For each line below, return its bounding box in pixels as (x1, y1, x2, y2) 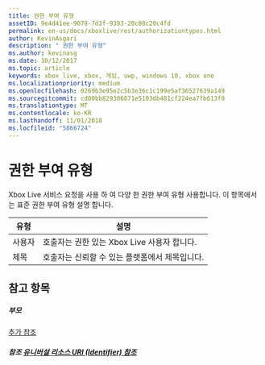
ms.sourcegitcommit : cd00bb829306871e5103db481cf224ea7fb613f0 (8, 94, 226, 102)
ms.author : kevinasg (8, 49, 78, 57)
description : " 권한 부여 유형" (8, 42, 107, 50)
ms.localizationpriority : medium (8, 79, 121, 87)
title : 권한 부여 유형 (8, 11, 75, 20)
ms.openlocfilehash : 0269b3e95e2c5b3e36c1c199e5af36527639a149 (8, 86, 226, 95)
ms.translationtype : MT (8, 102, 89, 110)
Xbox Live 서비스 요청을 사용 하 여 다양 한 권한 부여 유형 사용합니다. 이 (8, 189, 230, 199)
